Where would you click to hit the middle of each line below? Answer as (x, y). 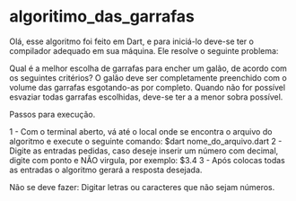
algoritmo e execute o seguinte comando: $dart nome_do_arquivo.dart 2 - (146, 141)
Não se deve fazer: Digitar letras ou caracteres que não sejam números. (142, 187)
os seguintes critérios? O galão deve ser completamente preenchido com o (148, 77)
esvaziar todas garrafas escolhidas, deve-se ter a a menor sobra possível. (146, 97)
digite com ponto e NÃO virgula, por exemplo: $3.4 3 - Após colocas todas (147, 160)
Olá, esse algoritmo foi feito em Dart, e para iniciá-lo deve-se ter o (131, 41)
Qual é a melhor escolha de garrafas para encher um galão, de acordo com (148, 68)
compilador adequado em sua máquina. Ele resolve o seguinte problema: (144, 50)
